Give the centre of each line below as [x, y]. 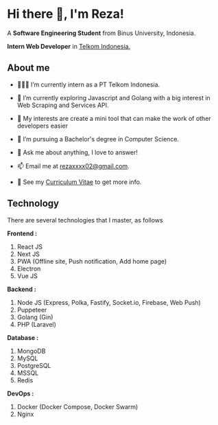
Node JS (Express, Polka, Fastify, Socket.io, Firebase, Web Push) [109, 302]
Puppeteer [32, 310]
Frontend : [22, 233]
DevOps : [21, 393]
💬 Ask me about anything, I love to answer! [77, 152]
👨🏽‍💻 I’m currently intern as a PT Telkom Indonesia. [88, 84]
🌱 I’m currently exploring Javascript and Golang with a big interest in [113, 97]
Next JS [28, 254]
